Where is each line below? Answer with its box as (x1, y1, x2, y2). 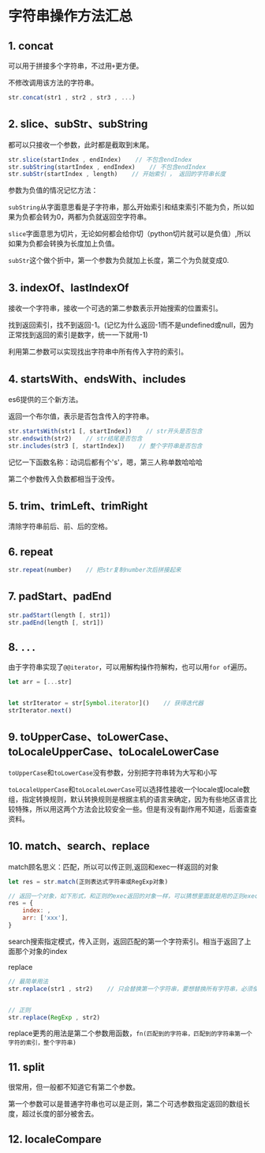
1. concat (8, 39, 54, 52)
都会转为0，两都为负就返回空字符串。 (28, 212, 151, 222)
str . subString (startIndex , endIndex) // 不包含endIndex (8, 163, 207, 171)
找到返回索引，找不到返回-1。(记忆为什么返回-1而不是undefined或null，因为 (8, 321, 254, 330)
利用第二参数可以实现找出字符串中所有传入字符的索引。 (8, 347, 188, 356)
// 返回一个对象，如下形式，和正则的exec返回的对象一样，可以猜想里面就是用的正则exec (8, 892, 259, 900)
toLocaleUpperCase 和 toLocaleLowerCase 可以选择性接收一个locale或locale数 (8, 784, 251, 794)
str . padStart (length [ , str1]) (8, 611, 111, 619)
